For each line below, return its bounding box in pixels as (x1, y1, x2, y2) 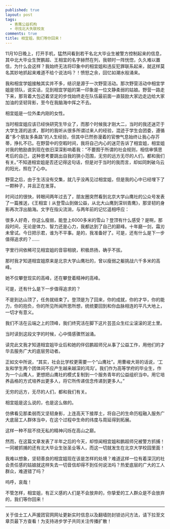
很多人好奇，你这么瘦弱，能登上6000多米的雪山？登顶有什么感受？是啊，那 (5, 217, 163, 223)
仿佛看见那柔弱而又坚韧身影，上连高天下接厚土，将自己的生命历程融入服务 (5, 410, 160, 416)
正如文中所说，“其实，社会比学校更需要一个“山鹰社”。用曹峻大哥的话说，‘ (5, 359, 159, 365)
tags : (5, 17, 17, 22)
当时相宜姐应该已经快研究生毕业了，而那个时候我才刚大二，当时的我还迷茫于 (5, 121, 165, 127)
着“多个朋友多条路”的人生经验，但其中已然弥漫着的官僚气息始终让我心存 (5, 133, 156, 140)
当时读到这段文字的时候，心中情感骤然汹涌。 (5, 331, 99, 337)
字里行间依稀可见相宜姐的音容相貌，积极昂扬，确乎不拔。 (5, 247, 125, 253)
